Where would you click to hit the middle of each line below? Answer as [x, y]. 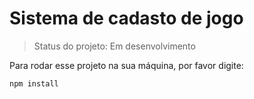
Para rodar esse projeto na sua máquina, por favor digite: [126, 65]
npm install [34, 83]
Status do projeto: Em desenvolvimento [114, 46]
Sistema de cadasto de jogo [126, 18]
